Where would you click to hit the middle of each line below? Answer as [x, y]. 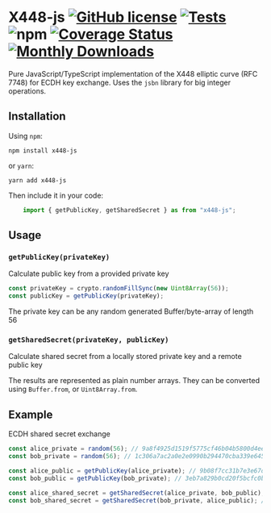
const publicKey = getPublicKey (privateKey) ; [86, 296]
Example [31, 414]
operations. [27, 91]
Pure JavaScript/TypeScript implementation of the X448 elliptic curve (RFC [133, 73]
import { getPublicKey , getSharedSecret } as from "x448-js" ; [129, 210]
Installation [37, 117]
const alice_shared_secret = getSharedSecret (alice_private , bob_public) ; [137, 493]
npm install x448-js [43, 150]
